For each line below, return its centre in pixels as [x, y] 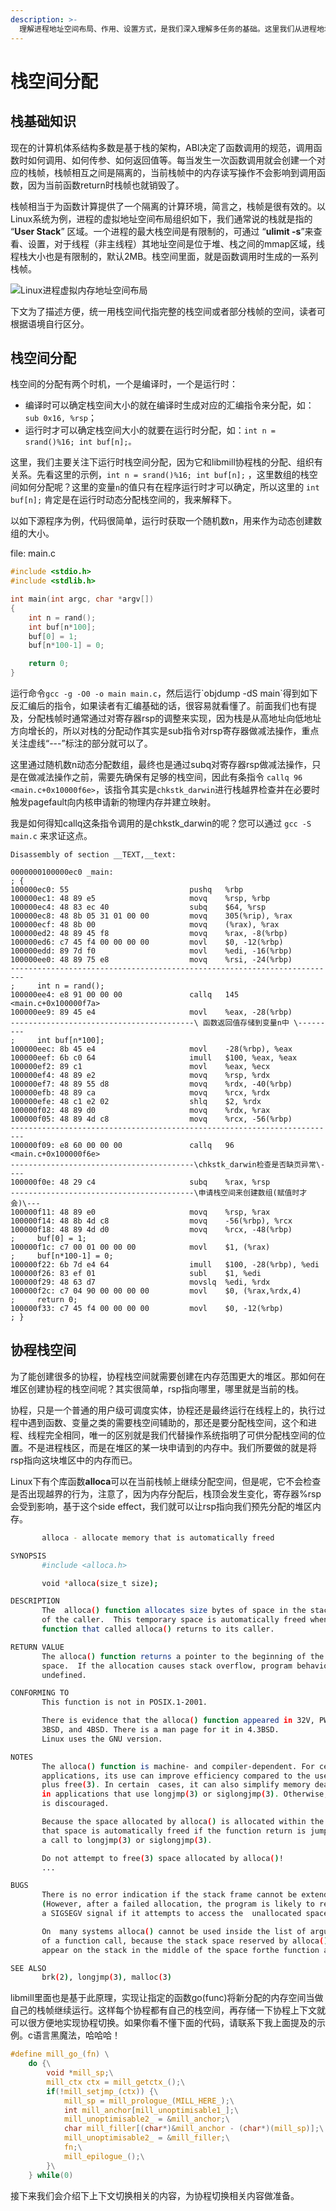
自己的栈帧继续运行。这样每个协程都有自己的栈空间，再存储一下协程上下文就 [168, 2010]
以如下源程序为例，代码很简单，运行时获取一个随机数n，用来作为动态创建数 [166, 521]
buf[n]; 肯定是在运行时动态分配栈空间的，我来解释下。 [124, 500]
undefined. [64, 1675]
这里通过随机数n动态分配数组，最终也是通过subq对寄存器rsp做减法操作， [161, 765]
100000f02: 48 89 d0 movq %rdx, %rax [140, 1111]
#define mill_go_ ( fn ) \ [60, 2054]
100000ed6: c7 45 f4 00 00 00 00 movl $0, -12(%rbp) [147, 942]
